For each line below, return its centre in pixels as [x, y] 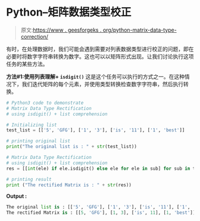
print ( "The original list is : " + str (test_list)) [71, 147]
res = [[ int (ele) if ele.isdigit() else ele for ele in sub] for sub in [98, 168]
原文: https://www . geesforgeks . [61, 30]
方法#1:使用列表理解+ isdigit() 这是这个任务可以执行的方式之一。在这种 [95, 76]
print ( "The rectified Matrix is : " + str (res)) [69, 185]
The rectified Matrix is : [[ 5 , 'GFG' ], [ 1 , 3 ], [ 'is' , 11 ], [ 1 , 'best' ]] [101, 213]
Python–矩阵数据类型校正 [69, 12]
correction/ [35, 36]
